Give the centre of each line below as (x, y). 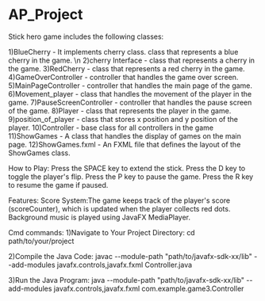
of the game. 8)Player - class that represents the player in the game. (120, 110)
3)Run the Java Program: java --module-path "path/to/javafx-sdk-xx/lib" (126, 280)
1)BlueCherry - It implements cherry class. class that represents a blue (123, 51)
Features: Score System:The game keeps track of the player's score (119, 200)
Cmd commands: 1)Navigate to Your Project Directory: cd (102, 232)
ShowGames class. (39, 153)
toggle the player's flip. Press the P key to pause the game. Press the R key (131, 177)
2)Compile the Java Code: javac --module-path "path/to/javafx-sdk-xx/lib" (130, 256)
